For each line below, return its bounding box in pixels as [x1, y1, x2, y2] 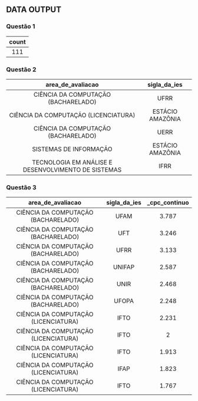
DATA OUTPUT [6, 5, 62, 15]
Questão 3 [6, 183, 37, 191]
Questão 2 [6, 65, 37, 73]
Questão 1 [6, 22, 35, 31]
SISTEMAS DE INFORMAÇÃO [32, 144, 113, 153]
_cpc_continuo [147, 199, 189, 207]
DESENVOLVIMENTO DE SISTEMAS [22, 165, 122, 173]
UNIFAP [113, 263, 135, 271]
